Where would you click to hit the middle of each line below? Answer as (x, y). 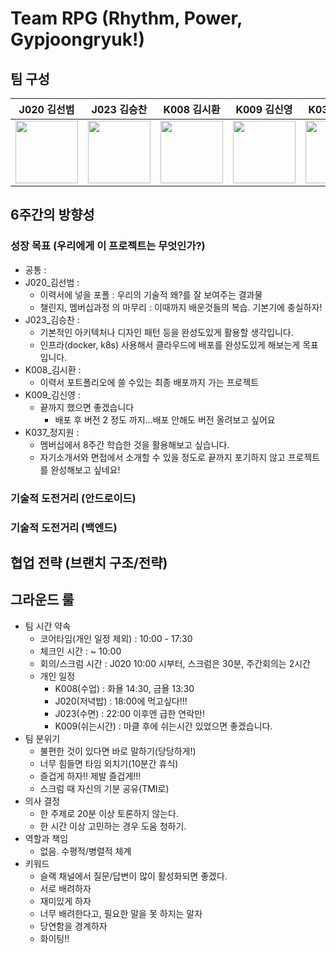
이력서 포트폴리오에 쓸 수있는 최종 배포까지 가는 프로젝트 (149, 382)
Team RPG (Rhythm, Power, (126, 18)
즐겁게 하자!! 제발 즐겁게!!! (90, 776)
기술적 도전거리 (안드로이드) (73, 498)
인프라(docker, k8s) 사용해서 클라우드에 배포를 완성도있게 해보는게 (170, 344)
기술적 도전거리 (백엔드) (64, 527)
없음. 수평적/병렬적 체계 (85, 851)
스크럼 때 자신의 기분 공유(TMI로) (104, 788)
